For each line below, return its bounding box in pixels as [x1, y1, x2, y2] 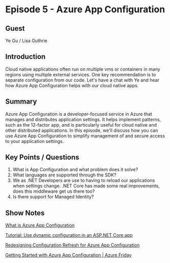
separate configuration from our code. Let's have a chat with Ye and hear [5, 77, 160, 83]
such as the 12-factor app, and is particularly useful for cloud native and [5, 122, 157, 128]
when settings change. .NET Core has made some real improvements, [12, 183, 160, 189]
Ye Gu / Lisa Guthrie [5, 37, 47, 44]
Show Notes [5, 209, 45, 217]
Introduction [5, 52, 46, 61]
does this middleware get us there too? [12, 188, 95, 194]
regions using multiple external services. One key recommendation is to [5, 71, 156, 77]
